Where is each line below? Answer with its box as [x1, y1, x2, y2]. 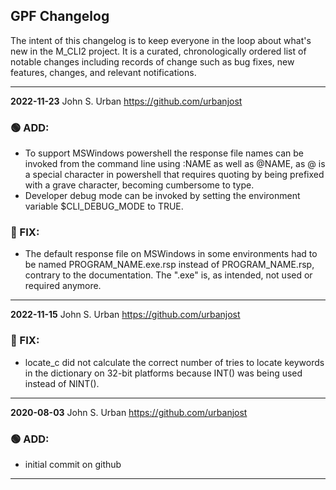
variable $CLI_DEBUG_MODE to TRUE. [24, 200, 184, 213]
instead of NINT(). [24, 377, 100, 389]
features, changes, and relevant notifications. [10, 66, 197, 78]
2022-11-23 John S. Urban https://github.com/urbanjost [10, 95, 243, 107]
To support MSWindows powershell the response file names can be [24, 147, 304, 159]
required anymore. [24, 280, 102, 292]
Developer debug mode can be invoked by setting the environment [24, 190, 301, 202]
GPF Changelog [10, 8, 110, 25]
